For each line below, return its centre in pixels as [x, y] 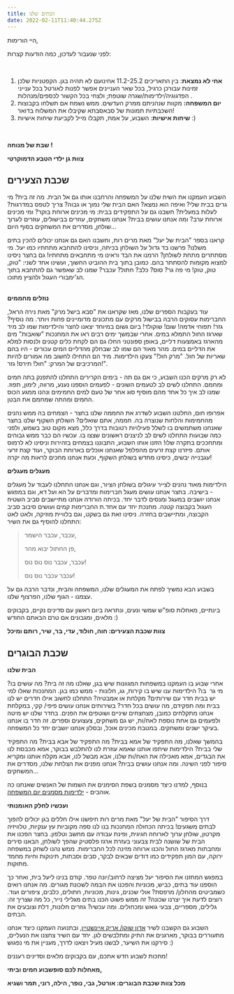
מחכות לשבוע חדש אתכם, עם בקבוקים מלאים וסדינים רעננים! [87, 956]
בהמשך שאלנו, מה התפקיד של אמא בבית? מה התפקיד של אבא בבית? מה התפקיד [115, 741]
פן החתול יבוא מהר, [50, 549]
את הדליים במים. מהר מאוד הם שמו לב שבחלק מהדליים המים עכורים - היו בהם [111, 349]
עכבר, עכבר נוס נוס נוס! [56, 562]
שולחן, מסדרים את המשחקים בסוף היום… [62, 227]
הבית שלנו [22, 670]
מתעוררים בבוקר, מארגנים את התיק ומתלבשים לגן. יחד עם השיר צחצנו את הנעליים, [116, 935]
